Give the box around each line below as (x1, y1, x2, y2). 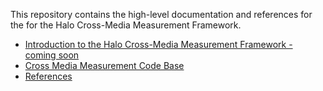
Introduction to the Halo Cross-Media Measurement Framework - (24, 39, 293, 50)
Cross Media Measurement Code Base (24, 60, 185, 71)
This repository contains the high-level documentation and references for (10, 9, 313, 20)
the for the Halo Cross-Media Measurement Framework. (10, 19, 242, 31)
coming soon (24, 49, 80, 61)
